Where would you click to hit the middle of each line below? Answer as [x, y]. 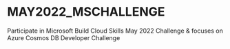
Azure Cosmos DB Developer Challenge [64, 37]
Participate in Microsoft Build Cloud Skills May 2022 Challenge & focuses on [115, 31]
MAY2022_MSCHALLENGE [86, 12]
